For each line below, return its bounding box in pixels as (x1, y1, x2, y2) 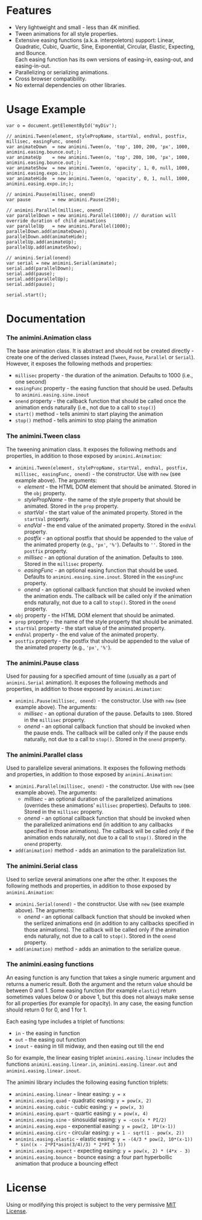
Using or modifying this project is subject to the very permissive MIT (6, 1201, 177, 1208)
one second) (14, 378, 47, 386)
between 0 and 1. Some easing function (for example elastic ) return (6, 987, 177, 994)
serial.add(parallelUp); (6, 276, 69, 282)
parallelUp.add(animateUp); (6, 239, 77, 245)
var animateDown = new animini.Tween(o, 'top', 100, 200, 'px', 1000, (6, 143, 190, 150)
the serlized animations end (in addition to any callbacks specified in (24, 920, 195, 927)
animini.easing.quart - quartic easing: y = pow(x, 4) (14, 1109, 149, 1117)
